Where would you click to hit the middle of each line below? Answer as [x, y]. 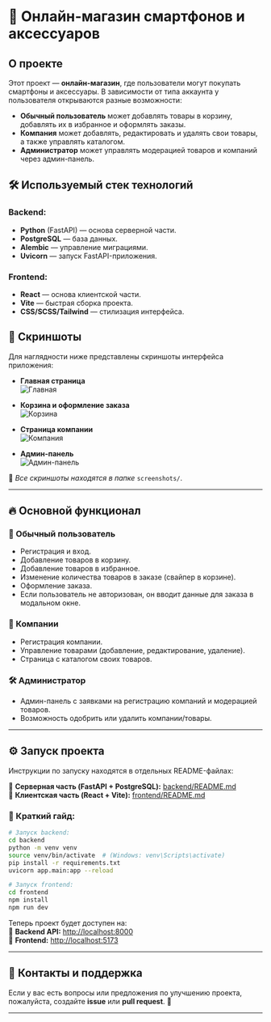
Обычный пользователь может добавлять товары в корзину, [126, 116]
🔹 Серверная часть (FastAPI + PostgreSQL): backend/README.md [122, 786]
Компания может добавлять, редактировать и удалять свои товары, [139, 133]
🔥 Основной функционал [75, 511]
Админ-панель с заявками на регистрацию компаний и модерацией [138, 701]
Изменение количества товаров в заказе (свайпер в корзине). [128, 577]
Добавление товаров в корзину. [75, 560]
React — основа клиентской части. [80, 294]
